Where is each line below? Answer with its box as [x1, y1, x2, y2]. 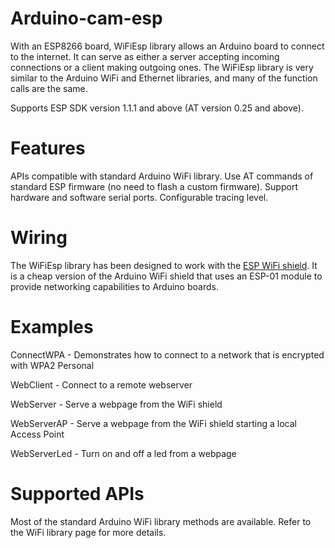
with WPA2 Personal [10, 359, 95, 371]
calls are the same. [10, 82, 88, 94]
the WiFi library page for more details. [10, 526, 167, 538]
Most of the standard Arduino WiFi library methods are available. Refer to [10, 515, 312, 527]
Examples [10, 316, 94, 338]
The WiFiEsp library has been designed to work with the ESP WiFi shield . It [10, 259, 318, 271]
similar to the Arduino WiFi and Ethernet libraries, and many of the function [10, 72, 318, 84]
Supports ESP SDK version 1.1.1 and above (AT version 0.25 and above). [10, 102, 304, 114]
